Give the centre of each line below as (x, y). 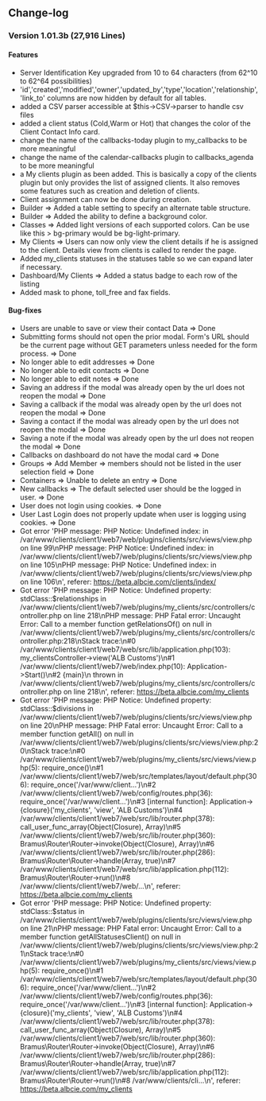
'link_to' (32, 98)
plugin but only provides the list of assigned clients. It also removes (130, 182)
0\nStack (35, 750)
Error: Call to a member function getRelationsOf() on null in (116, 624)
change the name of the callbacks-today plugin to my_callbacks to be (133, 140)
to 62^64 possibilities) (56, 81)
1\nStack (34, 953)
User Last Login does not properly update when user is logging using (133, 514)
